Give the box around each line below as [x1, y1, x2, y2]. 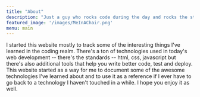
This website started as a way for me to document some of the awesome [6, 66, 185, 74]
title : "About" [6, 8, 44, 15]
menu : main [6, 25, 33, 31]
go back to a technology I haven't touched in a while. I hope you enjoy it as [6, 79, 190, 86]
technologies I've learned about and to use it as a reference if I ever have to [6, 73, 192, 80]
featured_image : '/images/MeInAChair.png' [6, 20, 113, 25]
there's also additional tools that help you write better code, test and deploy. [6, 60, 193, 67]
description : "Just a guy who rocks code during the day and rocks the [6, 14, 187, 20]
